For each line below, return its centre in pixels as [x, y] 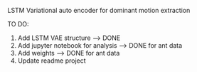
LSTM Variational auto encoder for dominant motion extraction [99, 10]
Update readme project [52, 61]
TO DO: [18, 24]
